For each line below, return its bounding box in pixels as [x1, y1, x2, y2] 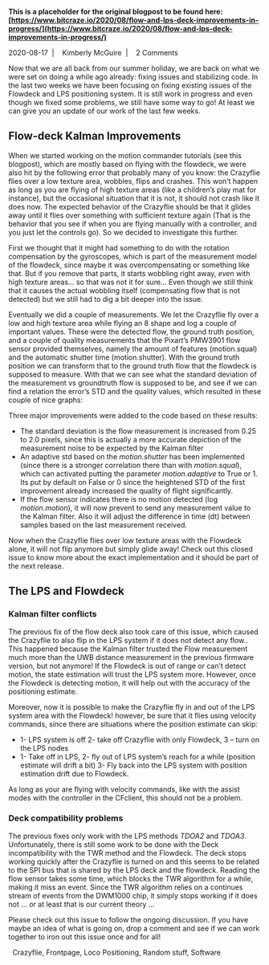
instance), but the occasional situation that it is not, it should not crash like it [8, 193, 259, 203]
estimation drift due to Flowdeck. [19, 768, 129, 778]
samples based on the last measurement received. [19, 519, 187, 529]
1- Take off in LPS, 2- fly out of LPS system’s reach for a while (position [19, 751, 255, 761]
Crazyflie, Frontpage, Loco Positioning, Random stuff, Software [11, 947, 221, 957]
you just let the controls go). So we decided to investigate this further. [8, 227, 239, 237]
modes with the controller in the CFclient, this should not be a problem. [8, 792, 243, 802]
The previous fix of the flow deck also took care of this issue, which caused [8, 626, 259, 637]
